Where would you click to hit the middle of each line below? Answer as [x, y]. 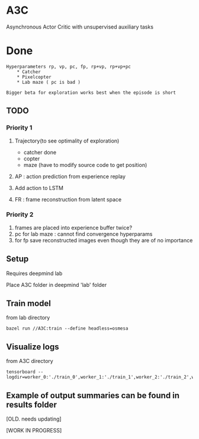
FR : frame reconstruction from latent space [68, 199]
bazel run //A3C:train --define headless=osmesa [67, 329]
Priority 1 [19, 128]
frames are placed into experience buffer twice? [73, 228]
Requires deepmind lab [34, 273]
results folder [32, 405]
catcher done [40, 152]
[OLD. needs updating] [34, 419]
